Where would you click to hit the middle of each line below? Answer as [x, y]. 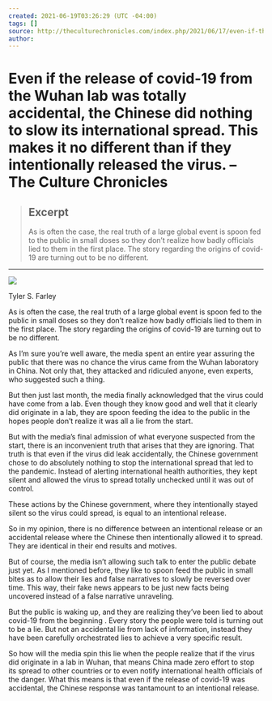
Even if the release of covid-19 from [131, 79]
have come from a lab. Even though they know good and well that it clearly [133, 404]
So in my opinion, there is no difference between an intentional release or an [136, 529]
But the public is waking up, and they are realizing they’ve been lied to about [136, 612]
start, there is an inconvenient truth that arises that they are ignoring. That [132, 446]
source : [21, 31]
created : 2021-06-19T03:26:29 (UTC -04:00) [83, 16]
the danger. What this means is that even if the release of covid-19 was [127, 680]
